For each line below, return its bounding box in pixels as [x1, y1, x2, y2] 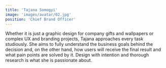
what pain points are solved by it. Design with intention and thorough [5, 52, 149, 58]
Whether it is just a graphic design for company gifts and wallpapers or [5, 31, 154, 37]
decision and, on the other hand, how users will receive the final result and [5, 46, 161, 53]
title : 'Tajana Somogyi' [5, 7, 58, 13]
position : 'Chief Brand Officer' [5, 17, 76, 22]
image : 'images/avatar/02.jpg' [5, 12, 72, 17]
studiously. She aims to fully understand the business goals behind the [5, 41, 153, 47]
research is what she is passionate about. [5, 57, 92, 63]
